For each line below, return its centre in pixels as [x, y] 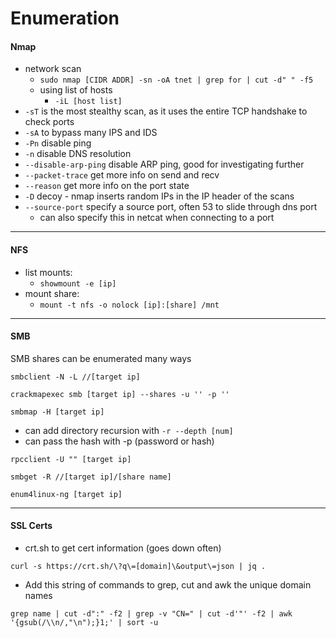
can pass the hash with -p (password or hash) [119, 441]
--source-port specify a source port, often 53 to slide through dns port [171, 207]
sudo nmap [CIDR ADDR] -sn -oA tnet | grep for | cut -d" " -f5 [176, 80]
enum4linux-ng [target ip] [66, 494]
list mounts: [48, 272]
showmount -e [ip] [78, 283]
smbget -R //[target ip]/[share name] [91, 477]
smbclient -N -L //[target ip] [75, 377]
